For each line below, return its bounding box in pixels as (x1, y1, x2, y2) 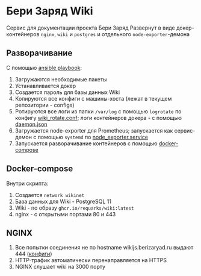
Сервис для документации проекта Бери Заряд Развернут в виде (6, 24, 176, 31)
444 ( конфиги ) (14, 250, 52, 257)
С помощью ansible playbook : (6, 64, 82, 71)
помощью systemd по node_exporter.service (37, 133, 149, 140)
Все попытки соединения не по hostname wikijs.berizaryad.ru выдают (14, 244, 194, 251)
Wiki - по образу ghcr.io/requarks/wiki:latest (14, 204, 134, 212)
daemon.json (14, 121, 48, 128)
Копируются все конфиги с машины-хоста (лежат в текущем (14, 95, 172, 102)
